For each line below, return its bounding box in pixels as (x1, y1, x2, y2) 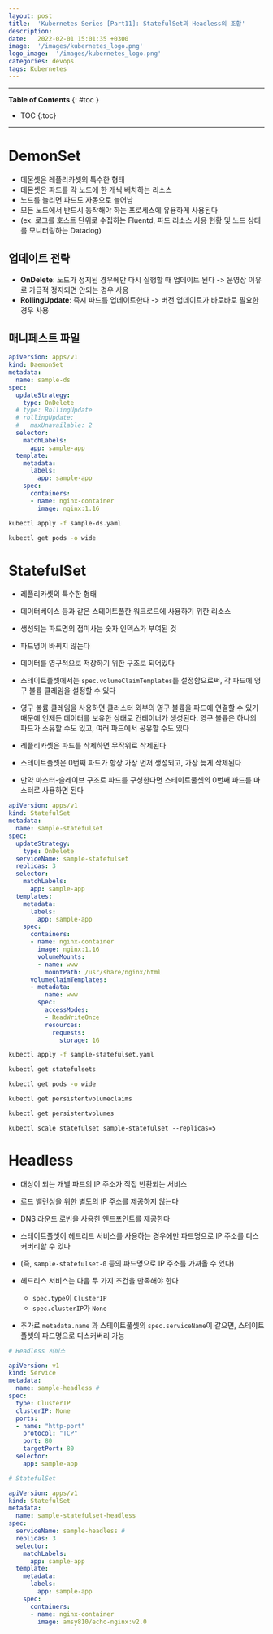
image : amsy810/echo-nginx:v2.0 (37, 1618, 148, 1626)
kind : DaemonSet (8, 361, 63, 369)
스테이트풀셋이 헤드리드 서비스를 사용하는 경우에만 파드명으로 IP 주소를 (19, 1231, 245, 1240)
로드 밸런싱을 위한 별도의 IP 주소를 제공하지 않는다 (19, 1196, 179, 1206)
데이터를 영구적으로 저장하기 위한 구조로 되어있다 (19, 658, 175, 668)
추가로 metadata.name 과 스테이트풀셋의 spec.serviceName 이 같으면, (19, 1320, 237, 1330)
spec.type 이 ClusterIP (32, 1292, 107, 1302)
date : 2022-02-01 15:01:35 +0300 (8, 34, 129, 43)
